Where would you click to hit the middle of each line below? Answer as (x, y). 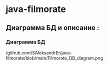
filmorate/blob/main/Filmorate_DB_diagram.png (54, 58)
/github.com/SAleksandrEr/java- (39, 52)
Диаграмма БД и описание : (52, 28)
